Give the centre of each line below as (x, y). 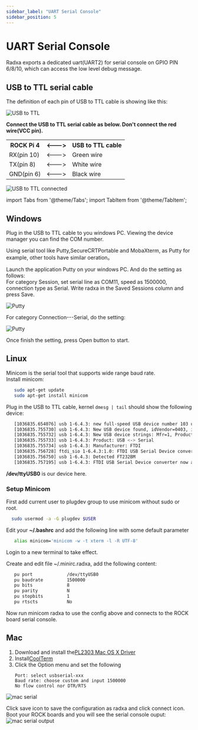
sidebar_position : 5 (32, 17)
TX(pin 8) (22, 165)
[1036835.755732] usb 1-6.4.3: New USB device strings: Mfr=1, (93, 435)
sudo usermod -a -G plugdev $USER (54, 519)
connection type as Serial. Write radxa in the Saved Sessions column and (95, 288)
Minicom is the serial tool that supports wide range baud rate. (81, 373)
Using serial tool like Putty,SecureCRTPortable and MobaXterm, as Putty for (98, 251)
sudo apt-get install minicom (51, 395)
